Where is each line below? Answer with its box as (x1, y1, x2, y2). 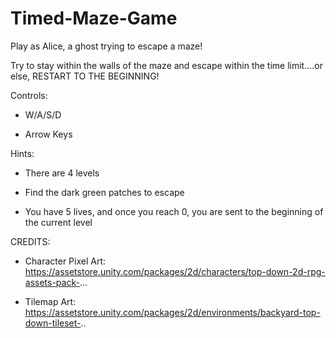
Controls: (10, 89, 48, 101)
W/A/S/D (24, 108, 62, 121)
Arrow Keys (24, 128, 73, 140)
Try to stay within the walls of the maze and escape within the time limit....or (10, 59, 324, 71)
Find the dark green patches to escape (24, 186, 185, 198)
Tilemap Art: (24, 295, 77, 307)
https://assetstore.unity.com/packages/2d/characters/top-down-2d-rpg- (24, 265, 326, 277)
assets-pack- (24, 276, 80, 288)
